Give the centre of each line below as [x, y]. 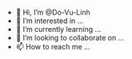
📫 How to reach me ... [53, 47]
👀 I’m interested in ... [50, 21]
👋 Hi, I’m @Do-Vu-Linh [53, 12]
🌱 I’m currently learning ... [58, 29]
